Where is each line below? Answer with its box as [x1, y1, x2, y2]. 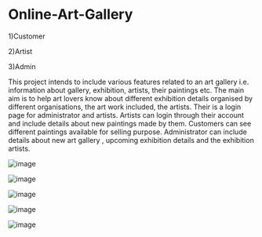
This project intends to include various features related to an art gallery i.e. [8, 77, 249, 86]
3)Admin [8, 61, 36, 71]
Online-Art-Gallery [8, 5, 133, 24]
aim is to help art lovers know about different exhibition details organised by [8, 93, 253, 103]
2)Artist [8, 46, 33, 56]
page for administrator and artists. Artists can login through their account [8, 110, 245, 119]
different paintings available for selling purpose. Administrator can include [8, 127, 247, 137]
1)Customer [8, 31, 45, 41]
